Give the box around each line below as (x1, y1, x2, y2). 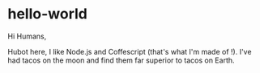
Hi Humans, (7, 31, 47, 41)
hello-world (7, 5, 88, 23)
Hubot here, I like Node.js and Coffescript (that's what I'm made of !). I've (7, 47, 252, 56)
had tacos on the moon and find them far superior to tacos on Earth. (7, 55, 236, 65)
